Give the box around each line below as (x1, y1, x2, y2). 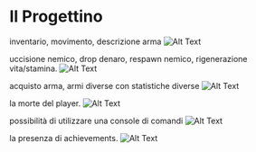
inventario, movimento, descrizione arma (9, 36, 162, 47)
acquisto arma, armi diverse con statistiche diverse (9, 80, 200, 91)
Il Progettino (9, 6, 103, 27)
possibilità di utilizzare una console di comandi (9, 115, 184, 126)
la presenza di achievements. (9, 132, 119, 143)
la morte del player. (9, 97, 81, 109)
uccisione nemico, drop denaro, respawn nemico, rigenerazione (9, 53, 248, 64)
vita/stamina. (9, 63, 58, 74)
